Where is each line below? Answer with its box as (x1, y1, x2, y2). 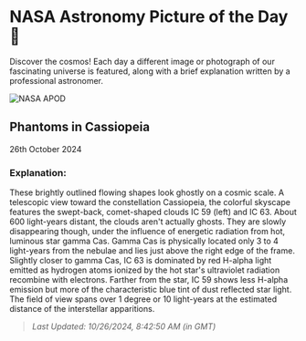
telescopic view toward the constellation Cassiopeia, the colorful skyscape (9, 197, 290, 208)
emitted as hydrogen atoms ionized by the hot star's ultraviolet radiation (9, 264, 280, 275)
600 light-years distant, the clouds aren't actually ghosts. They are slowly (9, 216, 287, 227)
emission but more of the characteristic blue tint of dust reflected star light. (9, 284, 292, 295)
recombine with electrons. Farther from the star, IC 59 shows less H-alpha (9, 274, 289, 285)
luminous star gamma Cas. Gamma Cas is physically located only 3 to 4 (9, 235, 279, 247)
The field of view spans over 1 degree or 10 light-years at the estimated (9, 294, 277, 305)
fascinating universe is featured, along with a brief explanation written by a (9, 66, 290, 77)
